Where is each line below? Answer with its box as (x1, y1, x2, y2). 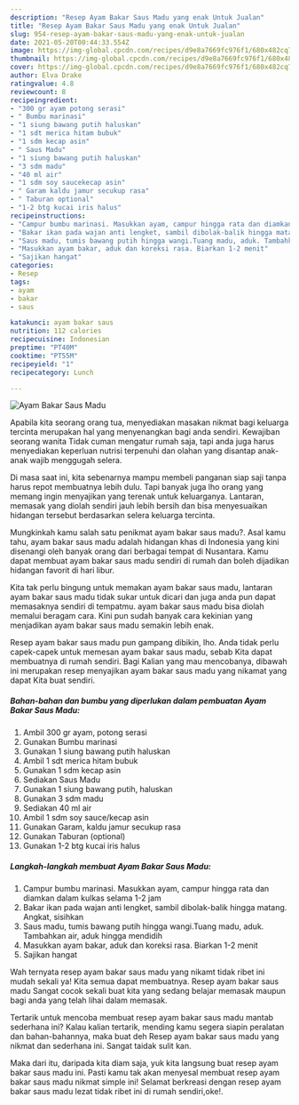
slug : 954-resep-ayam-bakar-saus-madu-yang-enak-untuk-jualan (10, 29, 245, 38)
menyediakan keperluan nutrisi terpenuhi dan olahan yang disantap (10, 445, 256, 456)
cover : (10, 63, 35, 72)
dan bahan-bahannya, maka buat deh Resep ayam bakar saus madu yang (10, 1031, 279, 1042)
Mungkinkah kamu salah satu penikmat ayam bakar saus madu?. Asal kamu (10, 527, 287, 538)
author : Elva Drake (10, 71, 83, 80)
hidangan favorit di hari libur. (10, 565, 114, 576)
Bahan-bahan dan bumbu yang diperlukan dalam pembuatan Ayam (10, 695, 267, 706)
